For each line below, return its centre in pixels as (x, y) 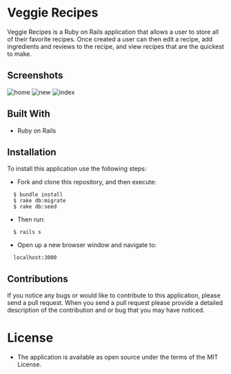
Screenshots (35, 76)
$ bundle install (38, 195)
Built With (29, 114)
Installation (32, 152)
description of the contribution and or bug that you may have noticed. (106, 310)
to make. (20, 54)
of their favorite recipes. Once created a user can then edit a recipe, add (110, 39)
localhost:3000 (35, 258)
